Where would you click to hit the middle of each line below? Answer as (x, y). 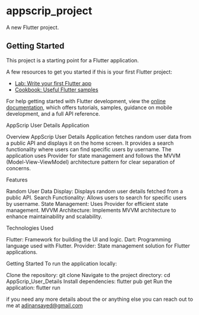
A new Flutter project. (33, 27)
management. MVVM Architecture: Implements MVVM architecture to (91, 210)
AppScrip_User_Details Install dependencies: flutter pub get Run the (89, 281)
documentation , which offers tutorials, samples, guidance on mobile (89, 107)
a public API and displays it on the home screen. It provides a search (90, 143)
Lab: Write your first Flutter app (53, 83)
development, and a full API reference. (53, 113)
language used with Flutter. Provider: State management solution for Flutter (98, 246)
